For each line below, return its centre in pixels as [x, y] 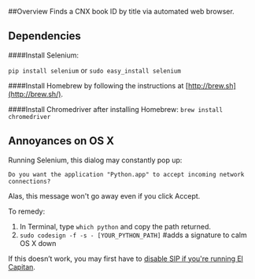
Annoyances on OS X [61, 141]
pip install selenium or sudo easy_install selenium [94, 70]
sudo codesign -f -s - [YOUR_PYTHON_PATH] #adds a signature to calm [133, 235]
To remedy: [27, 211]
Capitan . [22, 266]
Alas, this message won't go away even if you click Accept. [104, 195]
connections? [30, 181]
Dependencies [44, 36]
